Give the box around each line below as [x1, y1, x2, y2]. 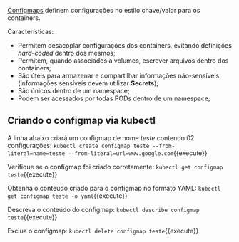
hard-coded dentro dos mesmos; [17, 49, 116, 57]
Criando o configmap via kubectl [7, 115, 156, 127]
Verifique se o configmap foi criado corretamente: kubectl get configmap [7, 162, 223, 171]
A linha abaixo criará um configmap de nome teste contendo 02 [7, 133, 195, 142]
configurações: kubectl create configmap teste [7, 141, 150, 149]
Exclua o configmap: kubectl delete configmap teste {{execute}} [7, 226, 199, 235]
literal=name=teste [7, 149, 66, 157]
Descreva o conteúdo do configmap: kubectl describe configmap [7, 205, 200, 214]
